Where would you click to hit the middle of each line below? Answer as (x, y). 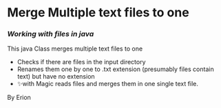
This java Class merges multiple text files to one (75, 49)
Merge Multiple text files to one (98, 13)
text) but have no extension (56, 77)
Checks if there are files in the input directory (81, 62)
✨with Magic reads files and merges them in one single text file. (107, 84)
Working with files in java (51, 34)
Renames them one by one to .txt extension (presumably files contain (116, 69)
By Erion (19, 98)
